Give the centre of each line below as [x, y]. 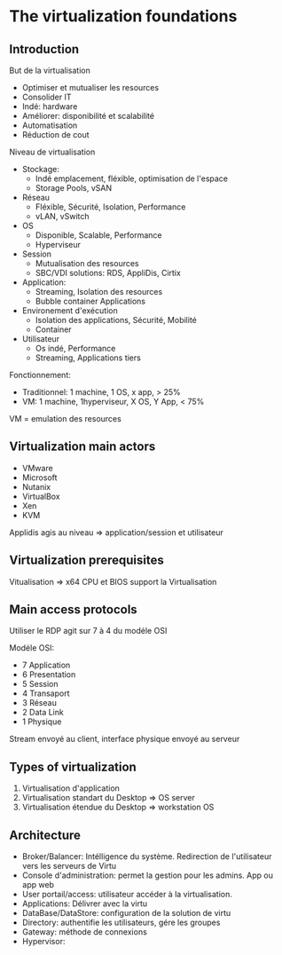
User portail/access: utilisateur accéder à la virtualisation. [127, 895]
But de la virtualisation [50, 70]
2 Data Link [43, 713]
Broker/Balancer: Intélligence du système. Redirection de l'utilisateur [147, 856]
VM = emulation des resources [65, 418]
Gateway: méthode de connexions [85, 932]
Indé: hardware [50, 107]
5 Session [40, 684]
